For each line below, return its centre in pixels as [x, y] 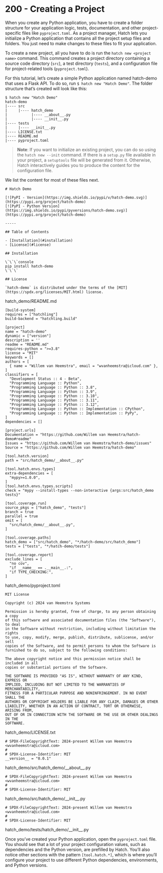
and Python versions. [26, 865]
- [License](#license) [28, 245]
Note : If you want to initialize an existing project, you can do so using [86, 149]
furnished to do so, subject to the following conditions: [66, 650]
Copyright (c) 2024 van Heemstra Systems [48, 603]
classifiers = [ [21, 374]
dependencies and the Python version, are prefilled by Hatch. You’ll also [78, 849]
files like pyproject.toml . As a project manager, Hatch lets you [85, 33]
